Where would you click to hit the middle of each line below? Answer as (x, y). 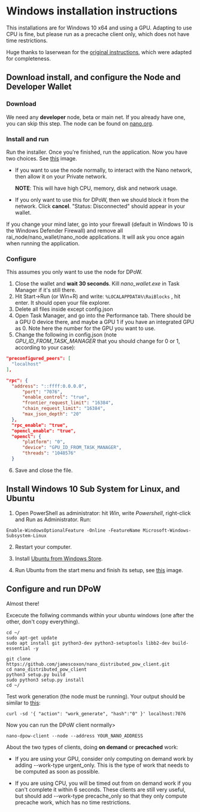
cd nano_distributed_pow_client (46, 669)
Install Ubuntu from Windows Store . (59, 558)
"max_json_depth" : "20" (52, 414)
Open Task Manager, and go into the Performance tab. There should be (103, 316)
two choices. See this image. (42, 158)
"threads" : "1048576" (49, 453)
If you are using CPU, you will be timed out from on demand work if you (103, 783)
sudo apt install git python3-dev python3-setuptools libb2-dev (88, 643)
